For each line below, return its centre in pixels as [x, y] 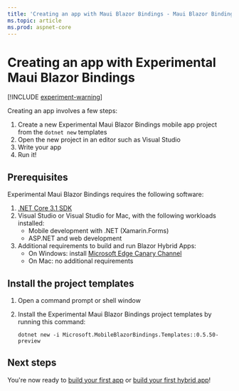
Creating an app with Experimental [112, 62]
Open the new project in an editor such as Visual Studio [99, 140]
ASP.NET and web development [75, 238]
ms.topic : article [34, 21]
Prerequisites [38, 177]
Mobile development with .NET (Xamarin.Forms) [99, 231]
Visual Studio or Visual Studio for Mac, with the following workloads [117, 216]
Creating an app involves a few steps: [63, 111]
